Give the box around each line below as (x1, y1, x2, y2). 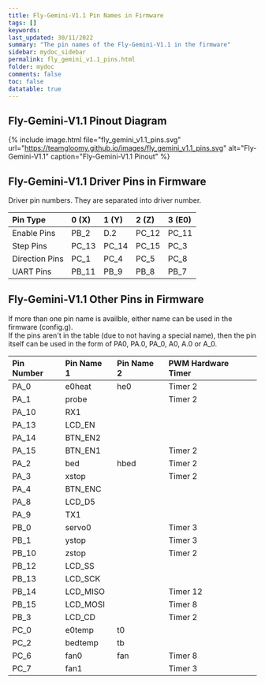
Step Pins (12, 241, 47, 251)
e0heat (65, 380, 92, 391)
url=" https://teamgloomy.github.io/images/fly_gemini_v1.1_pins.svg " (8, 144, 227, 153)
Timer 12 (168, 585, 203, 596)
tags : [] (8, 19, 37, 27)
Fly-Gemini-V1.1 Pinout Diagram (8, 114, 167, 127)
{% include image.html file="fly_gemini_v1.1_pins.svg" (8, 135, 181, 144)
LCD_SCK (65, 573, 101, 584)
